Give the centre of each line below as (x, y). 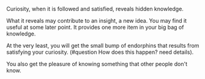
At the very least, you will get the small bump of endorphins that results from (103, 46)
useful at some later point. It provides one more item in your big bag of (95, 27)
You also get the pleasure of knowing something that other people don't (97, 64)
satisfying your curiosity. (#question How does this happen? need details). (100, 52)
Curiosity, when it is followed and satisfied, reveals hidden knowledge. (95, 9)
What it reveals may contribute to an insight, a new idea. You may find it (97, 21)
